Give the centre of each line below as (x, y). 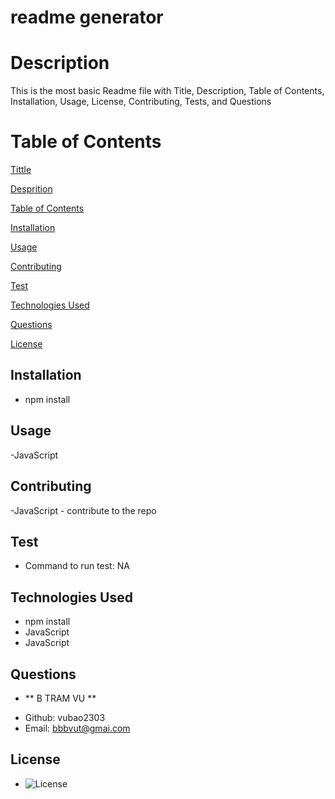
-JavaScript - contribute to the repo (83, 510)
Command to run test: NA (77, 566)
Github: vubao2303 (65, 717)
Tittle (21, 170)
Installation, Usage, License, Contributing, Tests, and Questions (141, 102)
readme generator (87, 17)
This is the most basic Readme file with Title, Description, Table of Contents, (167, 91)
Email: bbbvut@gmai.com (77, 728)
